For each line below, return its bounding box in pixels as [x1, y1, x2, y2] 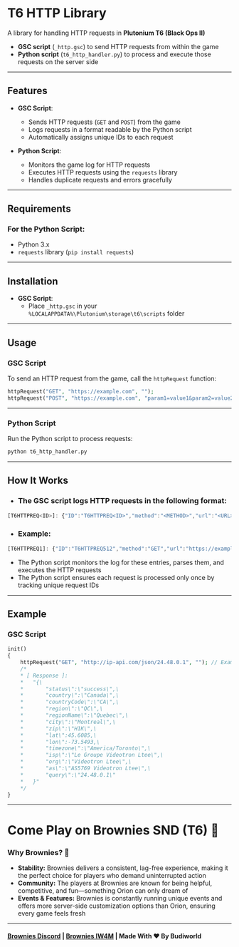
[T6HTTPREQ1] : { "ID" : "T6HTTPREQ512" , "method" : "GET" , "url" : [7, 545, 186, 552]
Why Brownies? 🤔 [7, 847, 70, 857]
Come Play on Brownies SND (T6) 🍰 [7, 822, 219, 838]
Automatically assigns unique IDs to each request [28, 133, 174, 141]
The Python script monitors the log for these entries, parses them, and [17, 558, 224, 566]
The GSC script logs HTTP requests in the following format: [17, 496, 228, 506]
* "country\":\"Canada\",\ [20, 692, 119, 699]
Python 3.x [17, 240, 50, 249]
